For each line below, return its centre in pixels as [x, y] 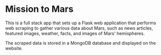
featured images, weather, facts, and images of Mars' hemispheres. [75, 33]
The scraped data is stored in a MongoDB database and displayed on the [81, 43]
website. [14, 48]
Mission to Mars [39, 9]
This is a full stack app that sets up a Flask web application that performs [81, 23]
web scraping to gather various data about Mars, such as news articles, [79, 28]
